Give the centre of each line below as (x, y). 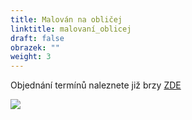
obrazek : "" (35, 47)
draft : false (37, 38)
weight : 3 (31, 57)
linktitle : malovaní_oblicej (71, 29)
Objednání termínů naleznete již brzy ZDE (96, 85)
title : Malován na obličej (66, 19)
